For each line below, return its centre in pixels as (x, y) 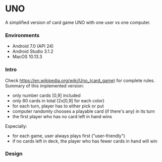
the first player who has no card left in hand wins (62, 116)
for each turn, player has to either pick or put (58, 106)
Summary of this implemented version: (45, 85)
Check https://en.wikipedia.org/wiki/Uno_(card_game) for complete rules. (80, 81)
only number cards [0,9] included (46, 95)
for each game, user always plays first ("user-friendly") (69, 136)
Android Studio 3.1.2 (33, 51)
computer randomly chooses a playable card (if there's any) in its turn (83, 111)
